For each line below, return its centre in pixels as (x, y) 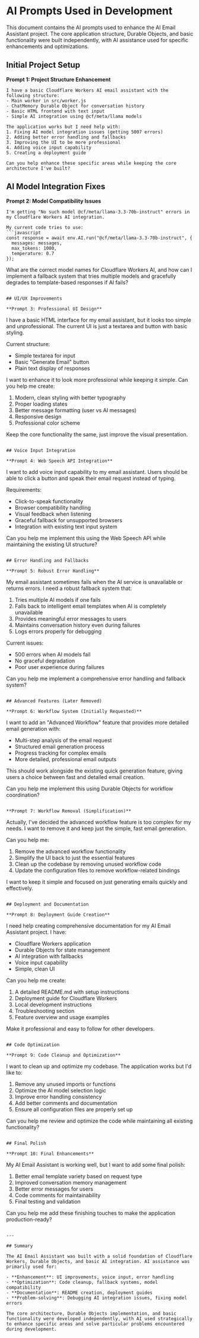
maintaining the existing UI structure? (52, 544)
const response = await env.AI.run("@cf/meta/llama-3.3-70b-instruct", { (99, 238)
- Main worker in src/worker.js (46, 100)
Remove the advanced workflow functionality (70, 851)
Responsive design (38, 416)
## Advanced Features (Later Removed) (54, 701)
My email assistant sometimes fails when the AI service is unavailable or (94, 582)
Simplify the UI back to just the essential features (75, 858)
